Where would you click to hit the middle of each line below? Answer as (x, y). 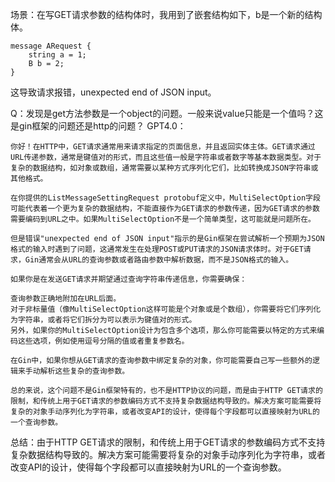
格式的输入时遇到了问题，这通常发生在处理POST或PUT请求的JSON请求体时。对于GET (157, 249)
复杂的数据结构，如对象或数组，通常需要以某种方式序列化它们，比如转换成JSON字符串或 (164, 168)
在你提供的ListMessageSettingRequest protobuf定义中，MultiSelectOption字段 (165, 198)
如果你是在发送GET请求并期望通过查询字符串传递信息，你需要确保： (129, 279)
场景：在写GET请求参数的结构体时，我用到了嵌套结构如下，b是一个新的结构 (166, 14)
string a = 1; (57, 55)
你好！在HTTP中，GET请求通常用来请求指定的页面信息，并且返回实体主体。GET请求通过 (163, 147)
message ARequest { (51, 46)
